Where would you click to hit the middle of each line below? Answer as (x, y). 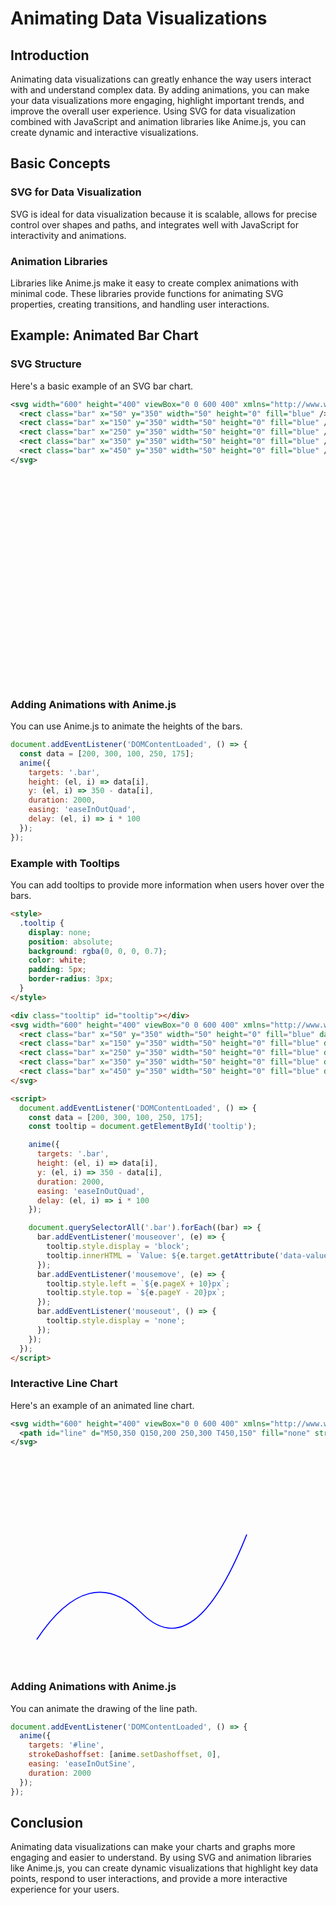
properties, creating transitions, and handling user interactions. (140, 304)
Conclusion (47, 1823)
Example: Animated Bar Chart (104, 335)
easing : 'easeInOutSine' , (82, 1764)
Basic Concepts (60, 163)
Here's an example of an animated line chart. (102, 1405)
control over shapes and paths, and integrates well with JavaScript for (155, 224)
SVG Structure (46, 364)
